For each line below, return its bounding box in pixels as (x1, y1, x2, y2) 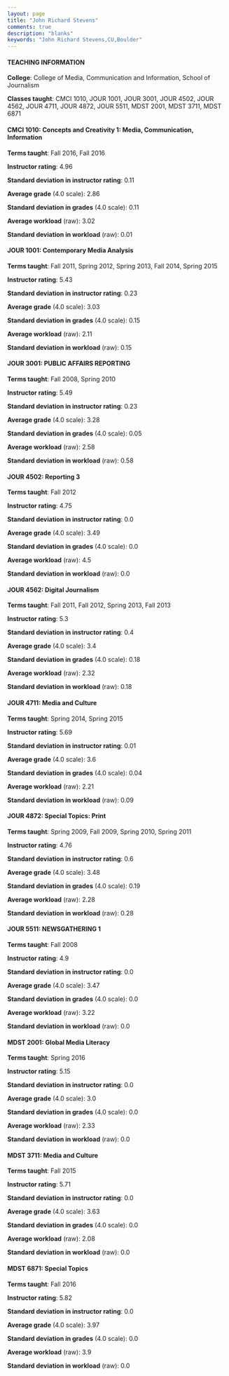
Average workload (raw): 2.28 (7, 895, 96, 904)
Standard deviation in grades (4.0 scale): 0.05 (7, 429, 142, 437)
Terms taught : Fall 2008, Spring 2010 (7, 374, 116, 383)
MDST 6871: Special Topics (7, 1264, 89, 1272)
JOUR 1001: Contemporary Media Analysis (7, 246, 134, 254)
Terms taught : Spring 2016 (7, 1054, 85, 1062)
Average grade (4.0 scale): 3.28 (7, 415, 100, 424)
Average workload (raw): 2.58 (7, 442, 95, 451)
